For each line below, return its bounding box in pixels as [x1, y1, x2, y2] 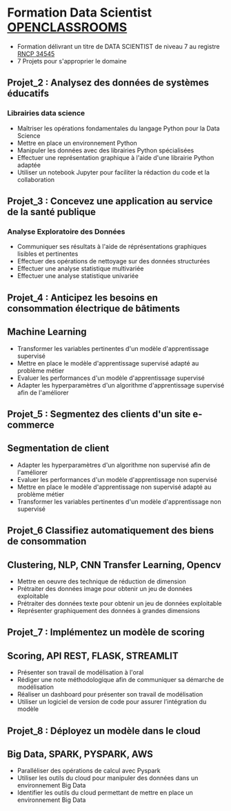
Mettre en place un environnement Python [17, 139, 138, 147]
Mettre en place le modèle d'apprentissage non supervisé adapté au [17, 483, 212, 491]
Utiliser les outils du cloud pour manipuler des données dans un [17, 774, 199, 782]
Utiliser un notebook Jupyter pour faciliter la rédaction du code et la [17, 168, 210, 177]
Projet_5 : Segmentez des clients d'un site [7, 408, 191, 420]
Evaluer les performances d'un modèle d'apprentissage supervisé [17, 374, 205, 382]
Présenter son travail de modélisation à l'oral [17, 668, 144, 677]
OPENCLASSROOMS [7, 19, 128, 35]
